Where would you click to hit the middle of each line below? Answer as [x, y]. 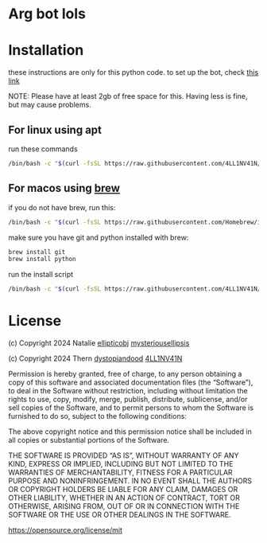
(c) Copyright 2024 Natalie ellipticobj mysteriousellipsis [99, 343]
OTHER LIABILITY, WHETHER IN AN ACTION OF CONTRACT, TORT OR [124, 498]
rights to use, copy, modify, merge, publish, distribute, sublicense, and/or [128, 400]
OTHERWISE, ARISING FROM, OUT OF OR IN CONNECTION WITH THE [124, 506]
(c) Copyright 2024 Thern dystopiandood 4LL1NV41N [95, 358]
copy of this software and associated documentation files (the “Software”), [131, 382]
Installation [46, 51]
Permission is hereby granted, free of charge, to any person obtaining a [125, 374]
